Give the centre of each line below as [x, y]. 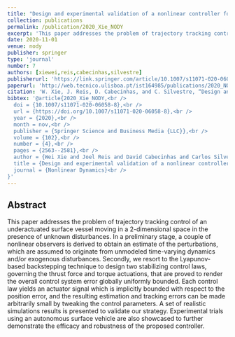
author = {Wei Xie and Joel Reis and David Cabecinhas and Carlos [112, 157]
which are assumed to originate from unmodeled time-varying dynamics [111, 252]
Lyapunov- [195, 259]
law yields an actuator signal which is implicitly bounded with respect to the [116, 289]
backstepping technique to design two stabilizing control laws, [117, 266]
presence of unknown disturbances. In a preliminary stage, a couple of [109, 237]
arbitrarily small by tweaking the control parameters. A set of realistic [107, 304]
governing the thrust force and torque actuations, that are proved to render [115, 274]
